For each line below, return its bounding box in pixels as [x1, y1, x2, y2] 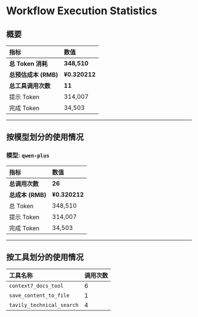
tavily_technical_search [9, 302, 79, 308]
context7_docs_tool [9, 282, 64, 289]
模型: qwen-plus [6, 151, 50, 160]
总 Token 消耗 [9, 60, 48, 67]
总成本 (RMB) [9, 190, 47, 199]
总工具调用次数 [9, 82, 51, 90]
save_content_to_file [9, 292, 70, 299]
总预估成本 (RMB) [9, 71, 58, 79]
